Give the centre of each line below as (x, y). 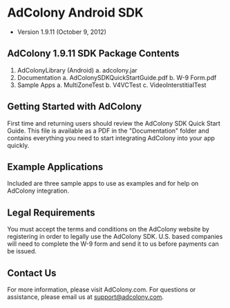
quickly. (18, 145)
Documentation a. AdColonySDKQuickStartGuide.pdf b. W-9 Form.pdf (117, 77)
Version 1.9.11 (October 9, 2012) (62, 32)
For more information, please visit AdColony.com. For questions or (102, 289)
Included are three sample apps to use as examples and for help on (103, 184)
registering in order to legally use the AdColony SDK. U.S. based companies (115, 237)
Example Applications (55, 167)
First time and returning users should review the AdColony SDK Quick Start (114, 123)
